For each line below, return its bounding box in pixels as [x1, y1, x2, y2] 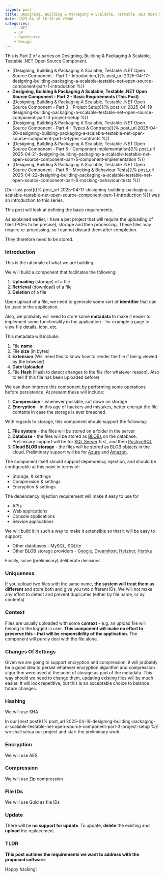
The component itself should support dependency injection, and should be [5, 458, 156, 465]
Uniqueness [5, 570, 35, 576]
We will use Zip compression [5, 776, 63, 782]
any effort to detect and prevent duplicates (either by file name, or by [5, 591, 145, 598]
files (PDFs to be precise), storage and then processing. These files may [5, 221, 151, 227]
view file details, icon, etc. [5, 324, 58, 330]
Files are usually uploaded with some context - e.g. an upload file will [5, 620, 146, 626]
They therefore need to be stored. [5, 236, 74, 242]
